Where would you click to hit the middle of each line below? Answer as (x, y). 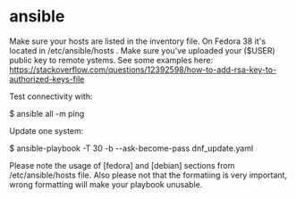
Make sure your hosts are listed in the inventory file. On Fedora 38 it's (138, 41)
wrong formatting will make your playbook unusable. (106, 184)
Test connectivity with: (51, 96)
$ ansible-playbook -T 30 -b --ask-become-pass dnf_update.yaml (131, 148)
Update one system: (47, 130)
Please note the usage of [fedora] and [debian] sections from (122, 165)
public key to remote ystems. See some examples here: (111, 60)
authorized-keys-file (47, 79)
